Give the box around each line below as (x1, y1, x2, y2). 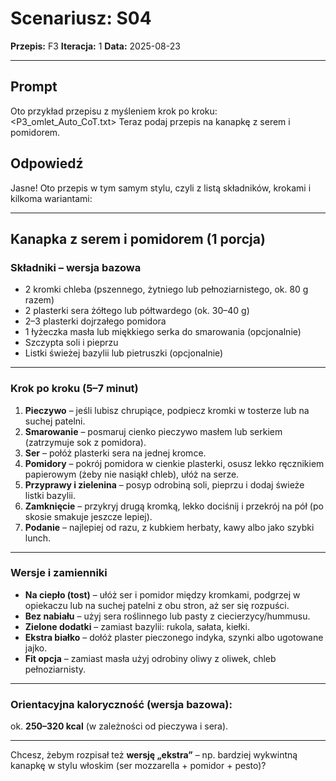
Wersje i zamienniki (10, 566, 108, 580)
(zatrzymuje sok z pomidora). (24, 436, 147, 448)
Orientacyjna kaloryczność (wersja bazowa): (10, 697, 233, 711)
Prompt (10, 78, 58, 96)
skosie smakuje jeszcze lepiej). (24, 510, 153, 522)
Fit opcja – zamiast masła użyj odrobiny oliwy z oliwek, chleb (24, 652, 277, 664)
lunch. (24, 532, 52, 544)
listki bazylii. (24, 489, 77, 501)
